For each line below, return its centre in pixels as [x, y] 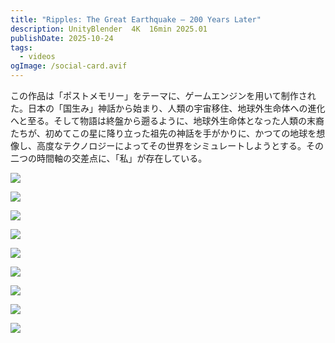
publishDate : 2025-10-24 [62, 38]
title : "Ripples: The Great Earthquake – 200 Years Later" [136, 19]
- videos [37, 57]
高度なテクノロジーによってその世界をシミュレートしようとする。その [180, 145]
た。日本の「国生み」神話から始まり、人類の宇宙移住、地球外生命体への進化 [168, 108]
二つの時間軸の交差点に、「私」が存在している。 [109, 158]
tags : [21, 47]
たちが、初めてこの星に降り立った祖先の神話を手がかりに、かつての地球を [163, 133]
